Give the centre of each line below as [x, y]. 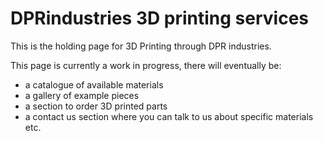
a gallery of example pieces [82, 95]
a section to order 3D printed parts [96, 106]
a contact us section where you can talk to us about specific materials [169, 116]
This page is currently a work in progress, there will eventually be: [146, 65]
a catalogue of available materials [94, 84]
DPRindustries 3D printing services [160, 18]
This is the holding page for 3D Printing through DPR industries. [141, 46]
